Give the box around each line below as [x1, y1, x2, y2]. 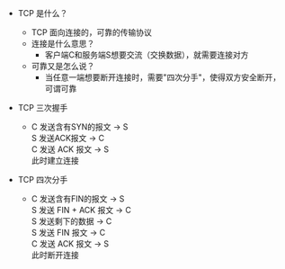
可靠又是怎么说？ [31, 61, 95, 71]
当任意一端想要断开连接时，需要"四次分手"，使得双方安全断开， [44, 72, 281, 83]
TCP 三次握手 [17, 103, 68, 112]
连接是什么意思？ [31, 39, 95, 49]
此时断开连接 [31, 250, 79, 260]
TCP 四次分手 [17, 175, 68, 184]
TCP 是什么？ [17, 8, 68, 18]
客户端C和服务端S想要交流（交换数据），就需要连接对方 [44, 49, 249, 60]
